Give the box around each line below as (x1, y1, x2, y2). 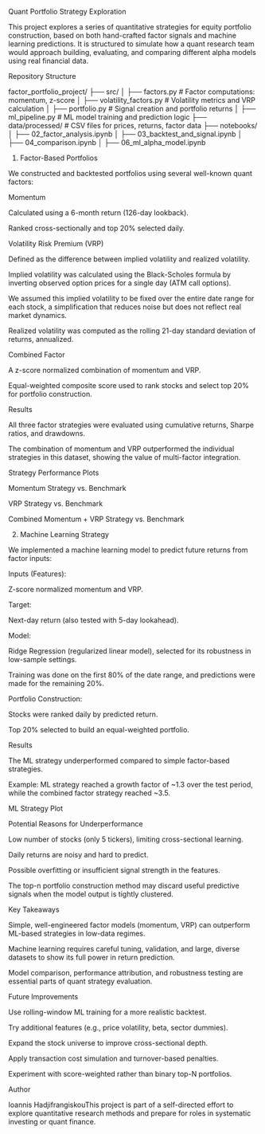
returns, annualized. (8, 335, 74, 343)
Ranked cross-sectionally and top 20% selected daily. (8, 223, 185, 233)
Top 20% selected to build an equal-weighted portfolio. (8, 725, 189, 734)
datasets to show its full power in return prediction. (8, 952, 175, 962)
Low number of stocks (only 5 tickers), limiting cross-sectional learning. (8, 834, 244, 844)
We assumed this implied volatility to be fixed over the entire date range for (8, 294, 255, 303)
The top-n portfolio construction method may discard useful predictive (8, 881, 240, 890)
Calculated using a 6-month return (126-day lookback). (8, 208, 189, 218)
